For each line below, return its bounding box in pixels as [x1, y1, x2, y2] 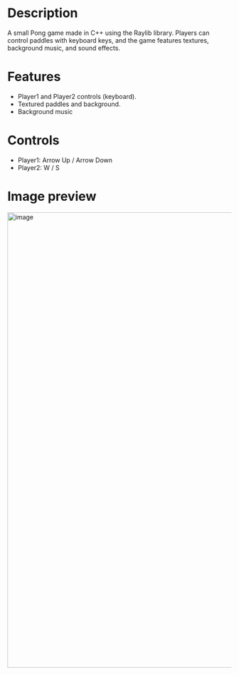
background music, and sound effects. [7, 43, 121, 52]
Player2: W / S [17, 163, 60, 172]
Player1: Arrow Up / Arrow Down [17, 155, 112, 164]
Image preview [7, 189, 97, 204]
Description [7, 5, 78, 21]
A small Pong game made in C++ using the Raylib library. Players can [7, 28, 210, 37]
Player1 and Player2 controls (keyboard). [17, 92, 137, 100]
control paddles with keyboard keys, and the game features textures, [7, 36, 209, 44]
